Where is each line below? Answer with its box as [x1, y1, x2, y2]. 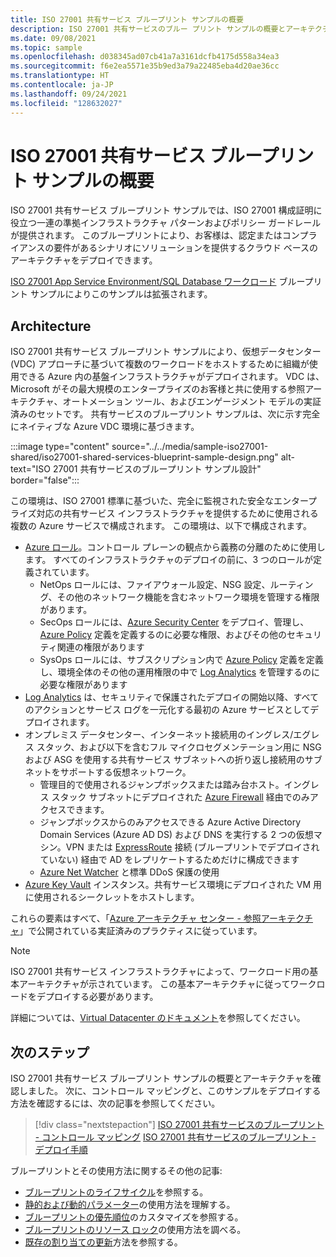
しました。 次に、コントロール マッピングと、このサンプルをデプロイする [18, 1085, 322, 1097]
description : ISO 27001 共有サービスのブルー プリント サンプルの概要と [10, 24, 287, 34]
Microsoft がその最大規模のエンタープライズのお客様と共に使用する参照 [10, 383, 306, 395]
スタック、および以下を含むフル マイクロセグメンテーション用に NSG [36, 741, 322, 753]
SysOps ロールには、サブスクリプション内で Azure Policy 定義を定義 [39, 654, 324, 666]
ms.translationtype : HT [10, 71, 110, 81]
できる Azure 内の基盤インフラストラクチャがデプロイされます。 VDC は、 [18, 371, 325, 383]
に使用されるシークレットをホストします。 [24, 891, 200, 903]
